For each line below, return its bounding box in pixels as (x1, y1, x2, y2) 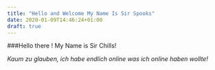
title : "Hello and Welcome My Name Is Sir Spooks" (7, 10, 155, 17)
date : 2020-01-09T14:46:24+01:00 (7, 16, 103, 23)
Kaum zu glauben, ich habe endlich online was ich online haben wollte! (7, 55, 208, 63)
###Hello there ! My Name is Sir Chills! (7, 42, 117, 50)
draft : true (7, 23, 41, 30)
